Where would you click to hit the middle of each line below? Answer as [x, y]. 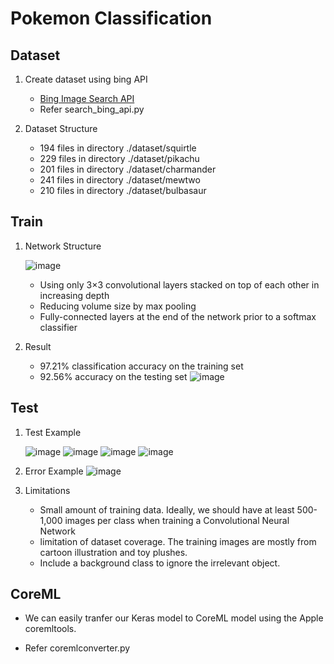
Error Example [54, 471]
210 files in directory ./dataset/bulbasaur [123, 190]
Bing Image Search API [87, 98]
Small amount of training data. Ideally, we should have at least [167, 509]
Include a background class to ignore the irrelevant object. [160, 563]
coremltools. [50, 629]
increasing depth [74, 295]
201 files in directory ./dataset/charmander [128, 169]
